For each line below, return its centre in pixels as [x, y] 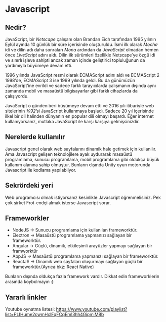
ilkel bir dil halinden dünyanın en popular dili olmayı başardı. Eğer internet [80, 116]
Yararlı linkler [26, 297]
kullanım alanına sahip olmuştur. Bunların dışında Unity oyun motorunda [78, 165]
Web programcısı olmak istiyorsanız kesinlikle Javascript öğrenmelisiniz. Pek [83, 197]
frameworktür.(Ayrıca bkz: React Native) [53, 267]
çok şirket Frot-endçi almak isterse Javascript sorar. [58, 203]
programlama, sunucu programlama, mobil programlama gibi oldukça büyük [82, 159]
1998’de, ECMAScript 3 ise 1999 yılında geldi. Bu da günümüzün [70, 80]
